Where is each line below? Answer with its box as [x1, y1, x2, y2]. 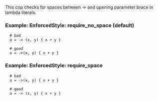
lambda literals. [5, 9, 36, 15]
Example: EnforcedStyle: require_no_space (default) [5, 22, 134, 29]
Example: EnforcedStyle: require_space [5, 62, 103, 69]
